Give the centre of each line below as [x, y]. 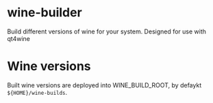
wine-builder [45, 13]
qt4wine [19, 38]
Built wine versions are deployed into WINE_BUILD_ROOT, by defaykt [104, 85]
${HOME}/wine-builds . [37, 92]
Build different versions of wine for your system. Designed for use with [107, 31]
